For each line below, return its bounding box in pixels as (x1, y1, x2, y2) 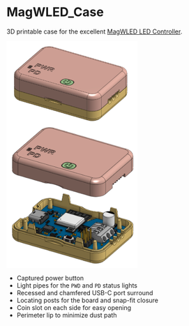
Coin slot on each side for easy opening (16, 304, 132, 312)
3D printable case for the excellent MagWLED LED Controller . (6, 27, 183, 36)
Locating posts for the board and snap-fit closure (16, 296, 158, 304)
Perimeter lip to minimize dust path (16, 311, 117, 320)
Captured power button (16, 274, 84, 283)
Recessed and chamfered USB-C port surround (16, 289, 153, 297)
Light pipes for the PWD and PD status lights (16, 281, 137, 290)
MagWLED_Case (6, 4, 104, 20)
